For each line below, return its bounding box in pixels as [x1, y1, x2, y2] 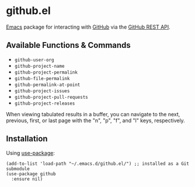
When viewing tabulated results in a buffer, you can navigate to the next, [6, 110, 180, 117]
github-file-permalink [14, 75, 70, 81]
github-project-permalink [14, 69, 78, 75]
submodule [6, 165, 30, 172]
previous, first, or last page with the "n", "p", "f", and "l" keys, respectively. [6, 117, 185, 124]
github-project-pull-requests [14, 94, 89, 100]
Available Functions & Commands [6, 40, 131, 50]
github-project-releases [14, 101, 75, 106]
